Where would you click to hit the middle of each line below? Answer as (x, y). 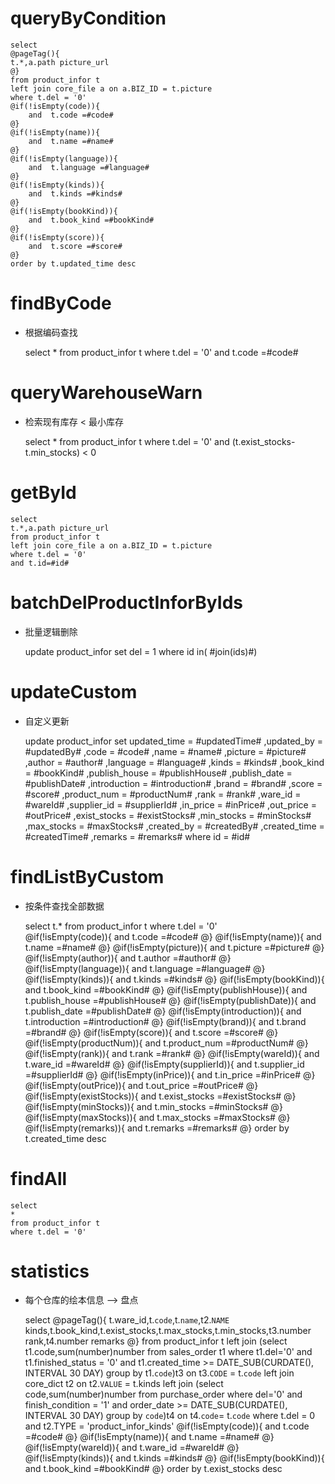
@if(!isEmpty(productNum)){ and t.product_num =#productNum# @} (166, 1043)
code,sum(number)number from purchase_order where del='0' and (163, 1394)
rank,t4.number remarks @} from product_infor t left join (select (156, 1341)
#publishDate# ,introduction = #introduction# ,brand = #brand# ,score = (173, 783)
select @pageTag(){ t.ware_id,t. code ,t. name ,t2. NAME (127, 1320)
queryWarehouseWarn (106, 393)
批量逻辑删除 (51, 631)
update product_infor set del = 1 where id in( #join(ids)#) (141, 651)
